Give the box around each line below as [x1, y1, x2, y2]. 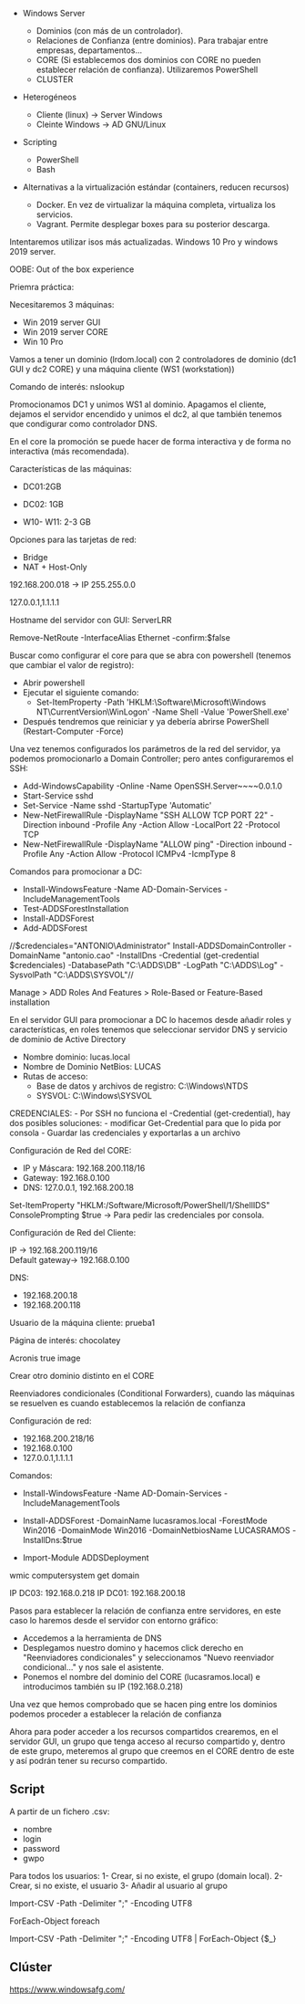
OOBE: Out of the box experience [9, 264, 135, 275]
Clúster [9, 1959, 53, 1975]
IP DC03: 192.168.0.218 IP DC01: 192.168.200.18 [9, 1588, 186, 1598]
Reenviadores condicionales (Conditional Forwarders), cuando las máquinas [9, 1388, 296, 1399]
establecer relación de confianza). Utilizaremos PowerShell [36, 64, 259, 75]
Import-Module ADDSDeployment [22, 1552, 149, 1563]
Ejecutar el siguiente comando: [22, 687, 139, 697]
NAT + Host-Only [22, 561, 88, 572]
